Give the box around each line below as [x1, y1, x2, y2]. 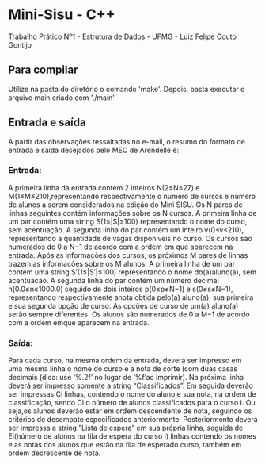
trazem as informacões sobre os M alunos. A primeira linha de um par [8, 259, 236, 268]
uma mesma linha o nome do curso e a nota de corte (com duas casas [8, 364, 238, 374]
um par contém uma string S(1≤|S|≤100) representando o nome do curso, [8, 217, 248, 226]
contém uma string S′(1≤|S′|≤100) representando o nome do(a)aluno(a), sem [8, 267, 257, 277]
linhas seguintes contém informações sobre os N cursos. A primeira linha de [8, 208, 257, 217]
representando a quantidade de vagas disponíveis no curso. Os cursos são [8, 233, 253, 243]
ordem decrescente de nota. [8, 448, 101, 458]
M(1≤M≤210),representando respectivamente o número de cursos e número [8, 191, 256, 201]
